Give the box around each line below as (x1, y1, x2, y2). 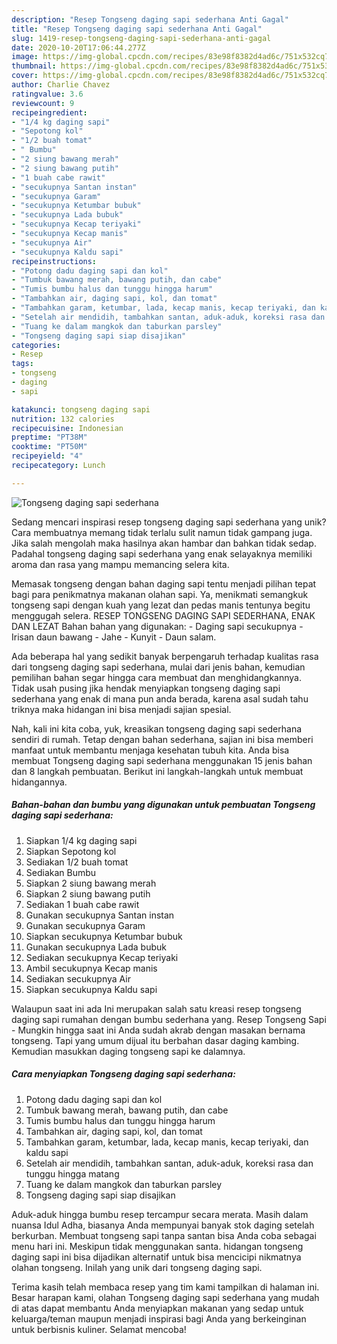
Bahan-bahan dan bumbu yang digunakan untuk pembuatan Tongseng (11, 799, 316, 811)
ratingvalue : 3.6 (11, 89, 84, 99)
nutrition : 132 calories (11, 414, 115, 424)
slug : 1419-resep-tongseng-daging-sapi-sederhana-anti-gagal (11, 33, 272, 43)
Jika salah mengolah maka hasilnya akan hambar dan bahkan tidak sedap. (11, 537, 317, 549)
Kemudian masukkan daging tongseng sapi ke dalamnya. (11, 1045, 246, 1057)
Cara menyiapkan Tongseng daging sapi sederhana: (11, 1068, 236, 1080)
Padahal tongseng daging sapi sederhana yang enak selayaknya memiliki (11, 547, 313, 560)
